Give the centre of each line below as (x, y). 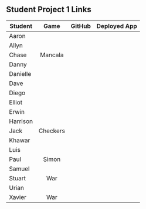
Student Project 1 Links (49, 10)
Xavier (18, 197)
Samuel (19, 169)
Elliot (16, 102)
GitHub (81, 26)
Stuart (18, 178)
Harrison (21, 121)
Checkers (52, 131)
